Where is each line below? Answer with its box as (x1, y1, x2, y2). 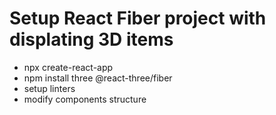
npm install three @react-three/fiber (23, 72, 173, 84)
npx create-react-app (23, 61, 114, 73)
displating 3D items (9, 28, 174, 51)
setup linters (23, 82, 76, 94)
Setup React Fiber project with (9, 7, 267, 30)
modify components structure (23, 93, 147, 105)
